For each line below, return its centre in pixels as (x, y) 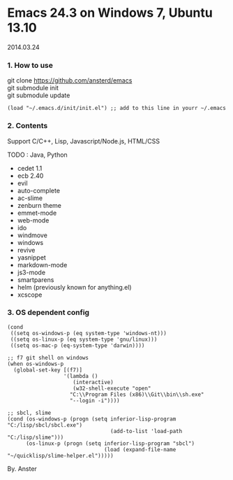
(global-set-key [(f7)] (48, 370)
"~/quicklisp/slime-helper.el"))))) (60, 456)
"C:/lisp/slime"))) (36, 437)
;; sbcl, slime (29, 413)
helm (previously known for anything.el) (74, 287)
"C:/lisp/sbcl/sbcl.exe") (45, 425)
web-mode (33, 220)
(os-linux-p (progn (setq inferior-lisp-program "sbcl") (110, 443)
